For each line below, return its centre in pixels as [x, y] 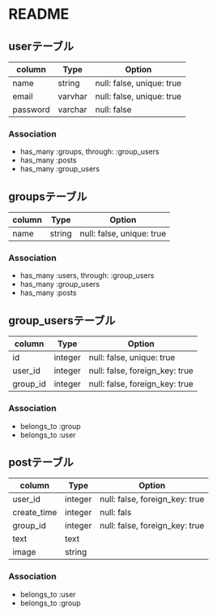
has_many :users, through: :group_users [87, 275]
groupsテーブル [48, 196]
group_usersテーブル [62, 321]
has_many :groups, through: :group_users [89, 152]
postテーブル [41, 462]
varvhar [72, 96]
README [39, 14]
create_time [35, 513]
